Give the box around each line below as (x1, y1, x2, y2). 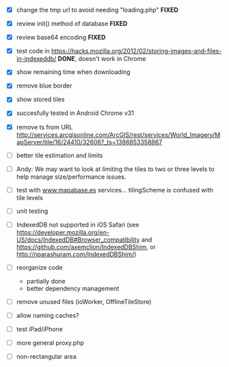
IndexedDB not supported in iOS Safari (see (16, 220, 139, 229)
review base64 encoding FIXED (16, 34, 106, 42)
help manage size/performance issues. (16, 173, 127, 181)
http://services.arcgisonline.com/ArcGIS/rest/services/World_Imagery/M (16, 130, 221, 139)
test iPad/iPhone (16, 325, 63, 333)
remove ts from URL (16, 123, 73, 131)
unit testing (16, 207, 49, 215)
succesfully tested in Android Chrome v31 (16, 109, 135, 117)
